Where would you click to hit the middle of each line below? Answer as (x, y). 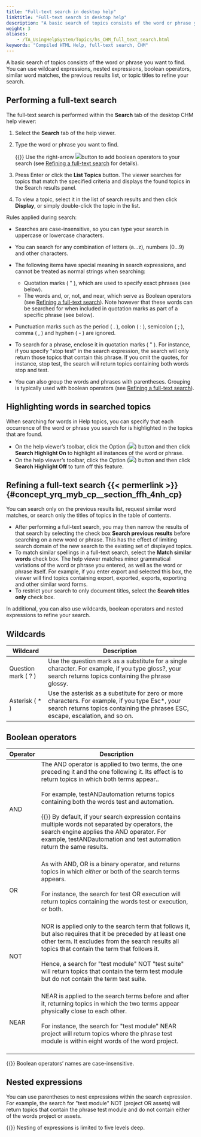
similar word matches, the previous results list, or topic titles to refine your (98, 75)
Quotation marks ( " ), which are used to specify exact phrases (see (107, 283)
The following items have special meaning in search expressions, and (100, 265)
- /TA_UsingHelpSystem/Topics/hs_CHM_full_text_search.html (93, 40)
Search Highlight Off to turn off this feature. (69, 466)
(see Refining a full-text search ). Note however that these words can (108, 302)
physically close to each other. (84, 1011)
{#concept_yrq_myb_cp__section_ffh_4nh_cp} (94, 494)
